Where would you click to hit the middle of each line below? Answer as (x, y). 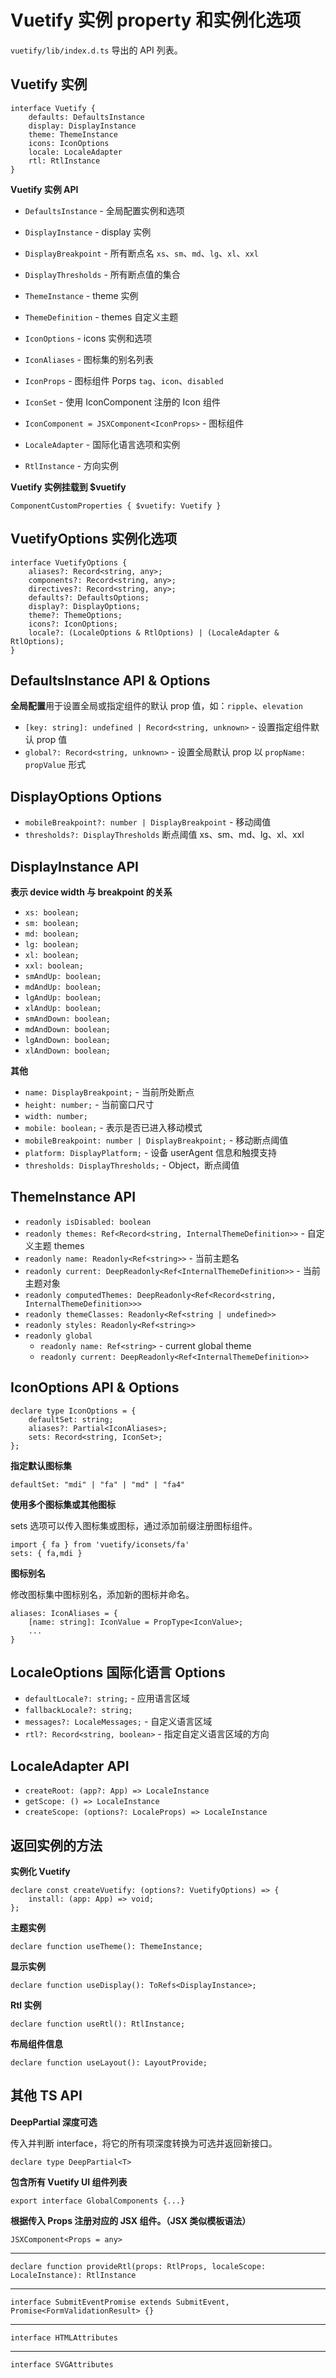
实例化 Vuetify (40, 1872)
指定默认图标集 (41, 1465)
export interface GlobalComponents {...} (98, 2201)
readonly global (58, 1336)
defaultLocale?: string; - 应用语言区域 (107, 1698)
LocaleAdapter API (70, 1766)
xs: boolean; (52, 913)
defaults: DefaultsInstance (86, 117)
